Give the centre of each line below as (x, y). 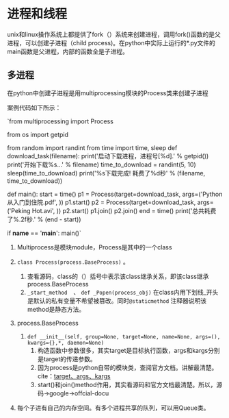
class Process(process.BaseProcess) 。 (73, 262)
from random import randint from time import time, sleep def (92, 147)
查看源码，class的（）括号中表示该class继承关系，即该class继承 (118, 276)
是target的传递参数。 (67, 359)
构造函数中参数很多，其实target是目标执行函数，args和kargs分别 (129, 350)
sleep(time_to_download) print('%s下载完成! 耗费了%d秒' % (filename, (106, 173)
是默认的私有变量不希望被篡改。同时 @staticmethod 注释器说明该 (117, 300)
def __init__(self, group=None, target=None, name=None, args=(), (124, 336)
